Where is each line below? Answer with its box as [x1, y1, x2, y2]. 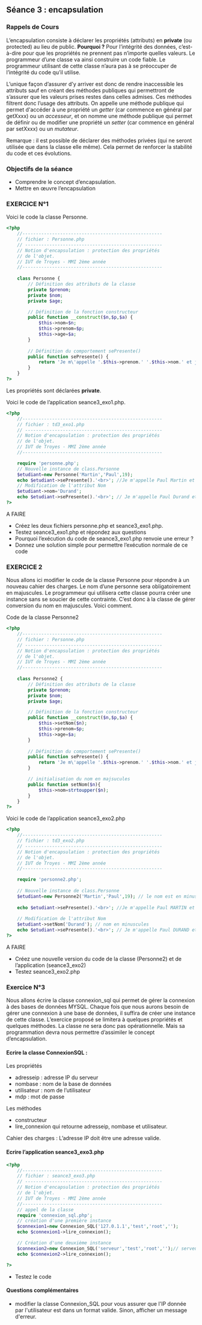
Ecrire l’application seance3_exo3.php [6, 1148, 104, 1156]
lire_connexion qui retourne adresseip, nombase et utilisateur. [14, 1123, 168, 1130]
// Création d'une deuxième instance [17, 1240, 112, 1246]
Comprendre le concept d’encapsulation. [14, 178, 116, 186]
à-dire [6, 49, 22, 57]
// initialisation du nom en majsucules [28, 776, 130, 782]
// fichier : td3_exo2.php [17, 838, 85, 844]
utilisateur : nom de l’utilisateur [14, 1087, 91, 1094]
